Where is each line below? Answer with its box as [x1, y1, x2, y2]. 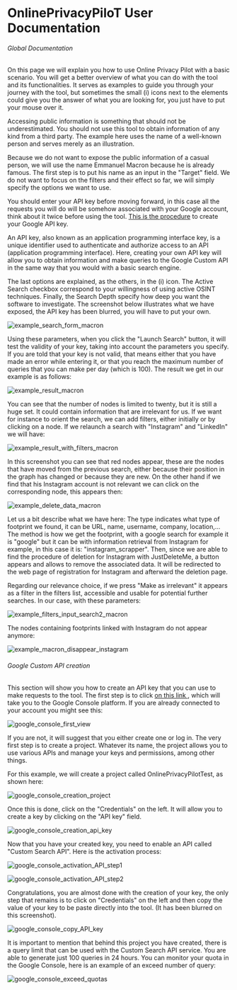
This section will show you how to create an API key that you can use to [7, 683, 216, 692]
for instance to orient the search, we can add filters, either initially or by [7, 415, 216, 423]
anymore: [7, 632, 35, 640]
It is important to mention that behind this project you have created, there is [7, 938, 227, 947]
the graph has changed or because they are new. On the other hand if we [7, 472, 221, 481]
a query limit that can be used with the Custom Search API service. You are [7, 945, 226, 954]
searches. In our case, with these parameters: [7, 596, 141, 605]
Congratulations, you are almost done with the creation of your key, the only [7, 888, 229, 897]
